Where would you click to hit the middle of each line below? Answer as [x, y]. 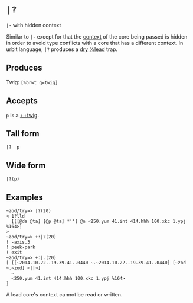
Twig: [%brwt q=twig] [32, 82]
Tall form [23, 134]
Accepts [22, 101]
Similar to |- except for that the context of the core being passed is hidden [97, 36]
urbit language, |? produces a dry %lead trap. [62, 49]
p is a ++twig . [23, 115]
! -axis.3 [18, 242]
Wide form [26, 165]
